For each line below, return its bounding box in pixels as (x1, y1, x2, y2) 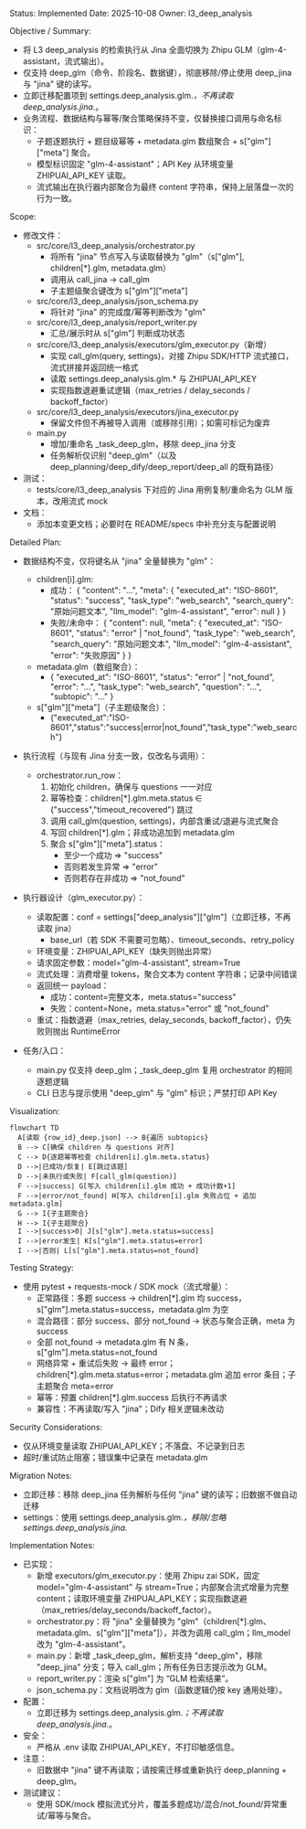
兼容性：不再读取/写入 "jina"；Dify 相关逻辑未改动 (36, 1403, 225, 1414)
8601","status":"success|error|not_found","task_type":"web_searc (49, 722, 298, 732)
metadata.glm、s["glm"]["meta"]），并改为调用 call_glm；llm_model (36, 1627, 290, 1638)
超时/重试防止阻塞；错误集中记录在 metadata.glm (22, 1452, 208, 1462)
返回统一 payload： (36, 980, 110, 991)
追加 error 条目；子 (225, 1369, 297, 1379)
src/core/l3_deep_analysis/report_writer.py (36, 317, 198, 327)
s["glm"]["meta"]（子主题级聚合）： (36, 702, 169, 712)
